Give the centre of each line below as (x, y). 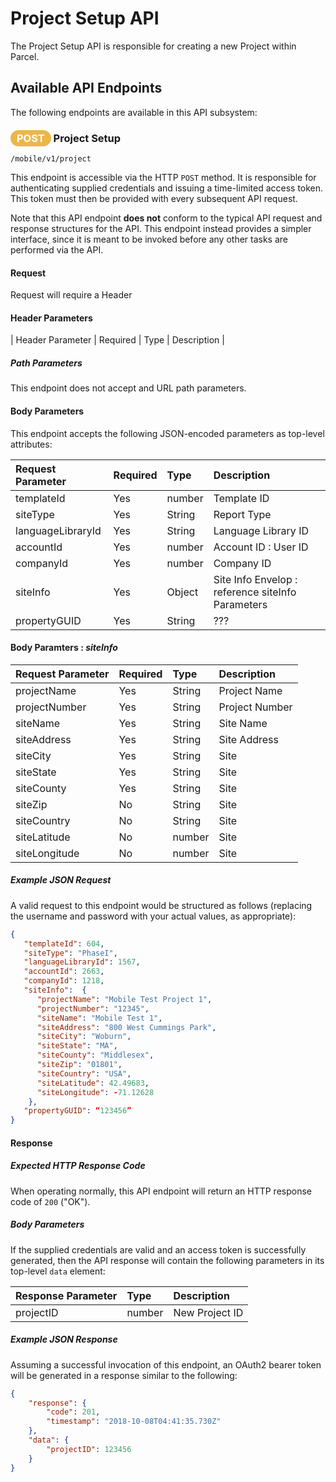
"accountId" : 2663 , (64, 972)
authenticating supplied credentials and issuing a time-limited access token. (167, 188)
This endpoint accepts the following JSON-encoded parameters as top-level (167, 433)
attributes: (31, 444)
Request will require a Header (71, 295)
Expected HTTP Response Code (78, 1166)
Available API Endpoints (86, 88)
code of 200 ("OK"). (50, 1201)
